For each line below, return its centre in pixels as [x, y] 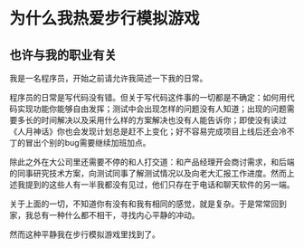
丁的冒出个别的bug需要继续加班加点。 [80, 143]
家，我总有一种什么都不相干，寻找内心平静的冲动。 [104, 215]
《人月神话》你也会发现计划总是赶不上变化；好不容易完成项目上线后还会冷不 [152, 131]
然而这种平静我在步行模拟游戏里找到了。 [85, 234]
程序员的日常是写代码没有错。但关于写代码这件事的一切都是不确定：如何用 [148, 97]
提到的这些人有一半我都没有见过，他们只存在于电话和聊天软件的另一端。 [160, 185]
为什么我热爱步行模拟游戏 [105, 19]
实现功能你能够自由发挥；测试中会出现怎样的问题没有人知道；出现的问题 [152, 109]
